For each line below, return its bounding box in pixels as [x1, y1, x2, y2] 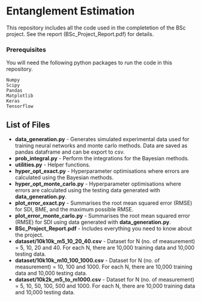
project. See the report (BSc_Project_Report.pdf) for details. [6, 30, 154, 37]
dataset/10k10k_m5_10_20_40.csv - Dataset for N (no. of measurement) [14, 238, 196, 245]
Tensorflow [6, 103, 34, 109]
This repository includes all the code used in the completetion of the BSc [6, 24, 186, 31]
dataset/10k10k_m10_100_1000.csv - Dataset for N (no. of [14, 257, 160, 264]
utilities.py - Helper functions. [14, 161, 91, 169]
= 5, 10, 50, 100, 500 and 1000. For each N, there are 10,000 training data [14, 282, 196, 289]
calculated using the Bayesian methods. [14, 174, 114, 181]
